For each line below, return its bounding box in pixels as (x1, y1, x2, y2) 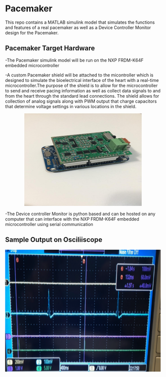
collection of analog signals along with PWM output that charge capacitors (5, 98, 157, 104)
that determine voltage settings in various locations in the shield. (5, 103, 137, 109)
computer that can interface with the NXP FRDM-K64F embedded (5, 216, 139, 222)
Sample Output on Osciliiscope (5, 235, 103, 244)
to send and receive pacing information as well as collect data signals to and (5, 87, 161, 94)
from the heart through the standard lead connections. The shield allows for (5, 93, 160, 99)
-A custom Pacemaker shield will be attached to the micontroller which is (5, 72, 154, 78)
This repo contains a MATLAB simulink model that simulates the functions (5, 19, 155, 25)
